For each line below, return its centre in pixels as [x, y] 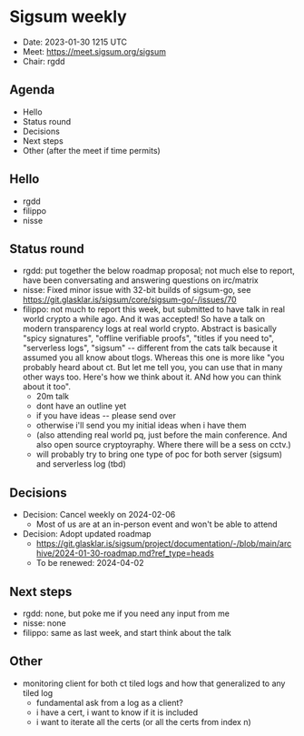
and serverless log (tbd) [81, 464]
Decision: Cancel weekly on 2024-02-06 [99, 515]
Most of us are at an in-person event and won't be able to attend [157, 524]
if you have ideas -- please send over [106, 416]
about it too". [46, 387]
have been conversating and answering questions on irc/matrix [140, 280]
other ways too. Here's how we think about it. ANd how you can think [152, 377]
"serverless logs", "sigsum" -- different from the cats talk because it [150, 348]
